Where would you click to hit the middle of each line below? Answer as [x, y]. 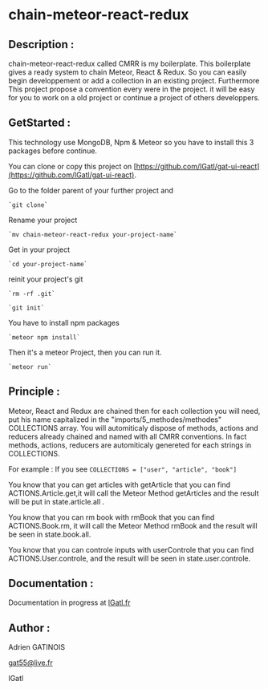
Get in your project [39, 249]
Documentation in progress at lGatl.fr [69, 602]
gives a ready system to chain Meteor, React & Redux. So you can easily [128, 72]
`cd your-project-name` [48, 264]
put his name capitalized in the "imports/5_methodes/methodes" [115, 419]
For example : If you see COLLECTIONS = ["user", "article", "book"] [123, 469]
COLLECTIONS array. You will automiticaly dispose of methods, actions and [133, 428]
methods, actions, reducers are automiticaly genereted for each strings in [130, 445]
